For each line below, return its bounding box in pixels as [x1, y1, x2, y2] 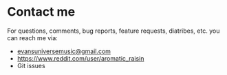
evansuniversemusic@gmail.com [17, 47, 111, 55]
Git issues [17, 61, 46, 70]
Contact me [7, 4, 76, 20]
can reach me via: [7, 33, 58, 42]
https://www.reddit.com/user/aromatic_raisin [17, 54, 144, 62]
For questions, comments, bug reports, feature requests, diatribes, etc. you [7, 27, 220, 35]
